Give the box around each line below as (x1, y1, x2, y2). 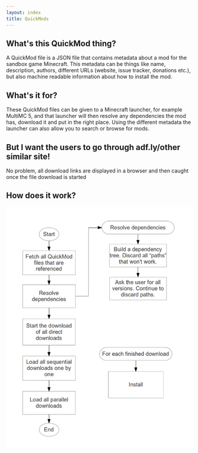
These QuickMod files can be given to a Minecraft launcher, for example (6, 106, 183, 113)
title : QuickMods (6, 15, 49, 22)
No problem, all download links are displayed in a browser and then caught (6, 167, 189, 174)
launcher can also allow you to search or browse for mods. (6, 125, 149, 132)
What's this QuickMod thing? (6, 39, 117, 49)
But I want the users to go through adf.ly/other (6, 142, 181, 152)
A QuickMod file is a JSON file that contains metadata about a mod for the (6, 54, 187, 62)
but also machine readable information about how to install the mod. (6, 73, 173, 80)
